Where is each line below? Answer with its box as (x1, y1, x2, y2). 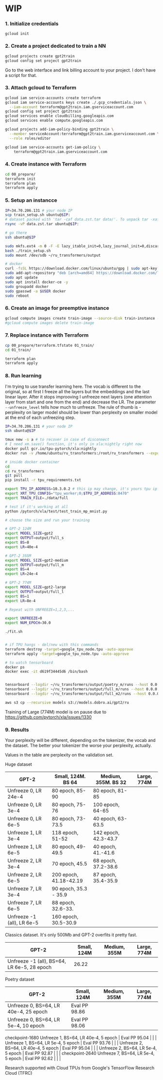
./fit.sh (5, 629, 23, 634)
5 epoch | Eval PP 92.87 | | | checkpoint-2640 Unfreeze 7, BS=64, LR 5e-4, (5, 1050, 155, 1056)
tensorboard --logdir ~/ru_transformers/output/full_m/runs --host (5, 687, 145, 692)
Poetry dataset (5, 976, 35, 982)
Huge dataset (5, 761, 33, 767)
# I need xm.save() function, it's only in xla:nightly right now (5, 442, 142, 447)
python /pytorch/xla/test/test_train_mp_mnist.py (5, 509, 108, 514)
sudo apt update (5, 275, 38, 280)
